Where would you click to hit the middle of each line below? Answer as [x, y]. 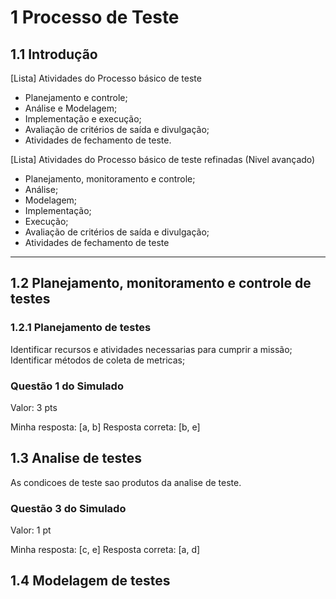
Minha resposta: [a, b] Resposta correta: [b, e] [105, 427]
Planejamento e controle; [76, 97]
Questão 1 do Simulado [67, 386]
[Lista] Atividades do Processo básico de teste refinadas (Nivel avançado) [163, 159]
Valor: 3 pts [34, 407]
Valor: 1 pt [31, 530]
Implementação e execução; [83, 119]
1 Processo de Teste [95, 17]
